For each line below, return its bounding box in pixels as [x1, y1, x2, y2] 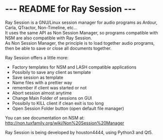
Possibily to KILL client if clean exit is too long [12, 100, 104, 106]
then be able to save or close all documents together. [5, 45, 112, 51]
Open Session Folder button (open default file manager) [12, 105, 124, 111]
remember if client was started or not [12, 85, 87, 90]
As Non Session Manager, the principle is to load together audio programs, [5, 40, 155, 46]
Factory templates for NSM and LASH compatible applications [12, 64, 137, 70]
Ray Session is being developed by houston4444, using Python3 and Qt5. [5, 129, 153, 135]
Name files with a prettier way [12, 79, 72, 86]
